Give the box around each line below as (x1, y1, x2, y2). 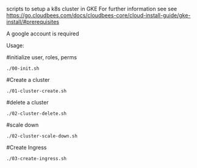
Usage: (6, 42, 24, 49)
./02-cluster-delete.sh (6, 111, 67, 117)
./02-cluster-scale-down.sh (6, 133, 78, 139)
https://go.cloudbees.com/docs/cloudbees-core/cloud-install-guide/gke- (6, 12, 191, 19)
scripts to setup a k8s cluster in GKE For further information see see (6, 5, 177, 12)
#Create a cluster (6, 76, 50, 83)
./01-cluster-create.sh (6, 88, 67, 94)
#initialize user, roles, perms (6, 54, 77, 60)
